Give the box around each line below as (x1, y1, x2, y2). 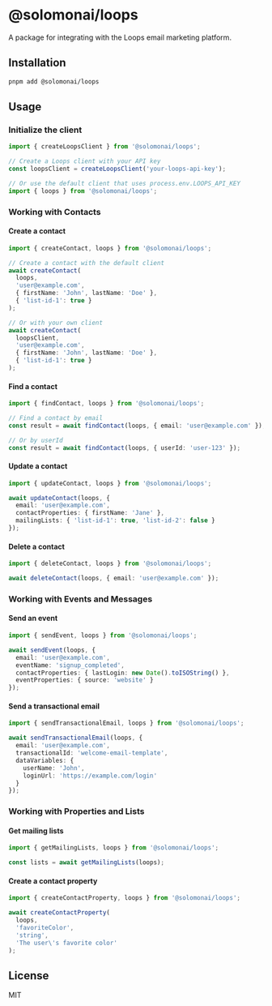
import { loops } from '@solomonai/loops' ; (8, 186, 158, 195)
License (8, 969, 49, 982)
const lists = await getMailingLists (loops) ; (8, 858, 164, 867)
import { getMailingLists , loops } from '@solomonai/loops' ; (8, 844, 219, 852)
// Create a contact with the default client (8, 259, 164, 267)
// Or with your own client (8, 319, 104, 327)
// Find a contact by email (8, 414, 104, 422)
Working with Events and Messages (8, 593, 153, 605)
